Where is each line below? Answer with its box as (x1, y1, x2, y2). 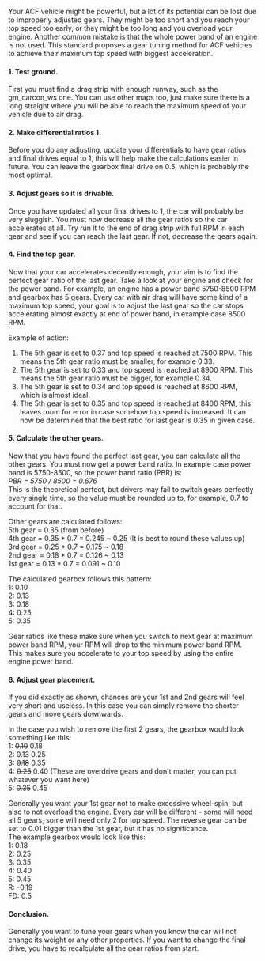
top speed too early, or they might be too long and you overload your (8, 24, 233, 32)
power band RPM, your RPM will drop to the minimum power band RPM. (8, 640, 243, 649)
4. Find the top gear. (8, 249, 76, 259)
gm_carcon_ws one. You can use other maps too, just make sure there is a (8, 93, 251, 102)
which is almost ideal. (19, 390, 91, 399)
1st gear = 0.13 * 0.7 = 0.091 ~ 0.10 (8, 559, 121, 569)
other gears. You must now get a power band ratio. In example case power (8, 460, 252, 469)
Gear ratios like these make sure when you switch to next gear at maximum (8, 632, 253, 641)
